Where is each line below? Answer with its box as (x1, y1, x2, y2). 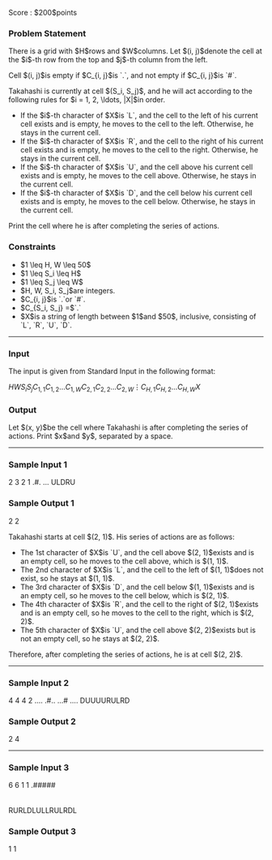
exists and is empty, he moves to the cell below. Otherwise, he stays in (19, 197, 256, 207)
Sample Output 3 (8, 826, 77, 836)
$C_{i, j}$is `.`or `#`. (19, 294, 86, 304)
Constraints (8, 242, 57, 253)
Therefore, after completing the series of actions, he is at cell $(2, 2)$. (8, 649, 243, 659)
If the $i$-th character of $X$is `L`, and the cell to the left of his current (19, 110, 259, 121)
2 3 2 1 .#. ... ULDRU (8, 477, 75, 487)
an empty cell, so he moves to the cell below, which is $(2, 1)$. (19, 590, 229, 600)
